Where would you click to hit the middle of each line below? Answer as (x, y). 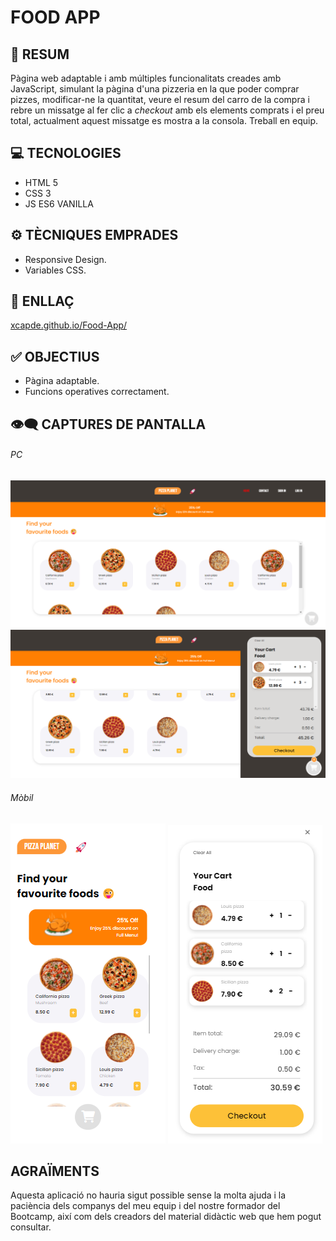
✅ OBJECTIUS (55, 356)
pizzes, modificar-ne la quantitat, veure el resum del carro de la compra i (160, 99)
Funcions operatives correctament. (97, 392)
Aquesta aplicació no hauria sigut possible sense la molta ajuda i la (148, 1195)
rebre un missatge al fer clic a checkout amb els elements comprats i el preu (167, 110)
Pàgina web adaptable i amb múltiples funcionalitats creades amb (146, 78)
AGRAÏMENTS (55, 1171)
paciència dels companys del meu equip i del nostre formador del (145, 1206)
